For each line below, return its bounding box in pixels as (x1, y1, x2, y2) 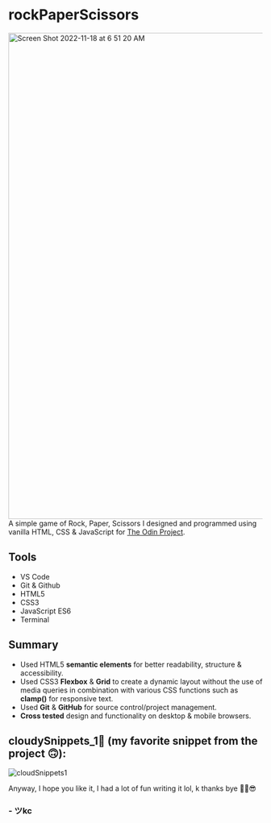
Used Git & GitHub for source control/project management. (19, 702, 218, 712)
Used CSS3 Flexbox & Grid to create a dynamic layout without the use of (19, 676, 263, 686)
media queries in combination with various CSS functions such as (19, 685, 239, 695)
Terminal (19, 614, 50, 624)
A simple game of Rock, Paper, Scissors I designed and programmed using (8, 518, 257, 528)
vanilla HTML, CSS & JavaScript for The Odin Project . (8, 526, 186, 537)
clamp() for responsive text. (19, 693, 114, 703)
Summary (8, 638, 59, 652)
